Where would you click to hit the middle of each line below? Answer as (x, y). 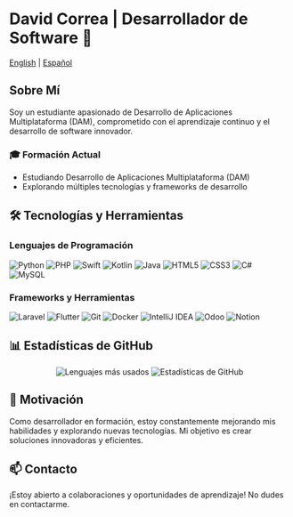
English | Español (41, 62)
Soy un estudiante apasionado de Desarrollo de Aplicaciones (121, 112)
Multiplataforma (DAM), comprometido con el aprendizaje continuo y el (139, 121)
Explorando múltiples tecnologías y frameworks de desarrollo (134, 187)
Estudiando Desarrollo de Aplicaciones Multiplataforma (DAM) (136, 177)
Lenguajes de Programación (71, 246)
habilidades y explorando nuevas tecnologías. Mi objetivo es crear (130, 431)
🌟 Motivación (47, 400)
